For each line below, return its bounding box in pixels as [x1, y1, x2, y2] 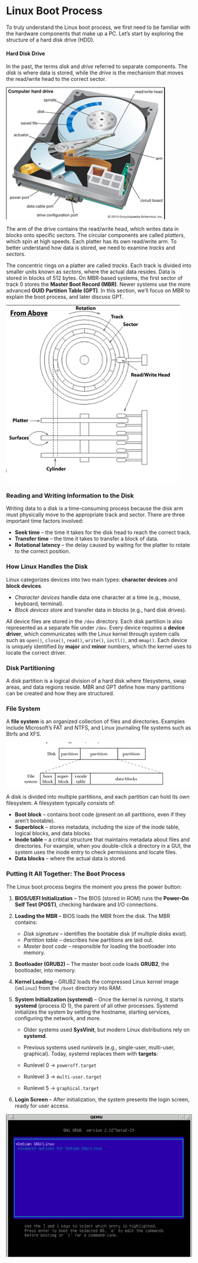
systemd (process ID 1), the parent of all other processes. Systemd [14, 1002, 178, 1009]
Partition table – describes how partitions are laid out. [23, 936, 154, 943]
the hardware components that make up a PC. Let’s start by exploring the [6, 30, 184, 37]
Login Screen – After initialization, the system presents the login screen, [14, 1096, 190, 1103]
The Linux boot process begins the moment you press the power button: [6, 883, 182, 890]
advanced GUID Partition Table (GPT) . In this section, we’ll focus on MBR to [6, 287, 190, 294]
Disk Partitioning [6, 663, 55, 672]
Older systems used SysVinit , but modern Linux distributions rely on [23, 1026, 190, 1033]
